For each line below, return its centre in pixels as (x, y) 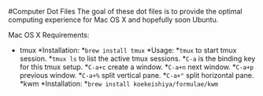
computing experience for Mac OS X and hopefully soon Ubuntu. (113, 20)
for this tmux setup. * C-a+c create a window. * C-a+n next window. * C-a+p (137, 67)
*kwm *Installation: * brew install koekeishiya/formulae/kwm (119, 83)
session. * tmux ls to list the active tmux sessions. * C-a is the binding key (137, 59)
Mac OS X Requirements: (49, 35)
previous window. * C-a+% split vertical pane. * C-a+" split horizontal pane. (137, 75)
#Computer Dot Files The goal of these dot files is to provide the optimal (125, 11)
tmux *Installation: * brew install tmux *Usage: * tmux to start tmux (128, 50)
